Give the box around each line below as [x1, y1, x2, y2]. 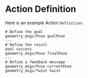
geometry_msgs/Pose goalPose [5, 34, 65, 39]
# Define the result [5, 42, 48, 47]
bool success [5, 46, 32, 51]
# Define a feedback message [5, 59, 65, 65]
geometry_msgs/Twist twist [5, 68, 61, 73]
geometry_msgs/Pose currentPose [5, 64, 72, 69]
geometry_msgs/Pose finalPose [5, 51, 68, 56]
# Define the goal [5, 29, 43, 34]
